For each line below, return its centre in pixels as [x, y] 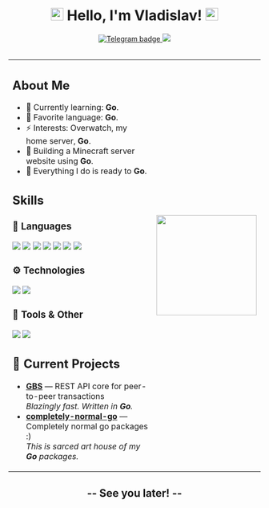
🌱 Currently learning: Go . [72, 108]
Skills [28, 201]
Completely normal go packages [87, 426]
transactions [81, 396]
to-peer [41, 396]
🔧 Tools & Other [48, 315]
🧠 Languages [42, 226]
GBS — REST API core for [74, 386]
